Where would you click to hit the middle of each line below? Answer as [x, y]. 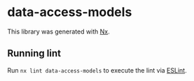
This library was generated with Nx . [58, 31]
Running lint [34, 53]
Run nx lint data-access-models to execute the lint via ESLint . [97, 70]
